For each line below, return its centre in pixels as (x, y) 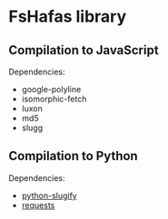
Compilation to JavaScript (84, 50)
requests (38, 205)
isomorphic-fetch (54, 99)
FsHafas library (68, 17)
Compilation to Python (73, 156)
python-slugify (49, 195)
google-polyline (51, 89)
